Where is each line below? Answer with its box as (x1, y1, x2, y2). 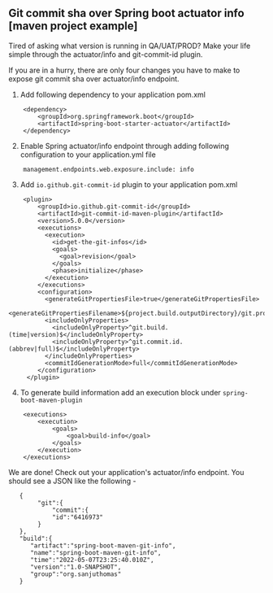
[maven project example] (8, 20, 138, 33)
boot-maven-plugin (19, 396, 83, 404)
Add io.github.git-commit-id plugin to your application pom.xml (19, 179, 238, 190)
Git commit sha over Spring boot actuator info (8, 7, 245, 20)
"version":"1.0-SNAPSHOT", (29, 563, 122, 571)
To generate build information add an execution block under (19, 387, 221, 397)
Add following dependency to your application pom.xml (19, 89, 206, 99)
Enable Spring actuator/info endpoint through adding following (19, 141, 230, 150)
